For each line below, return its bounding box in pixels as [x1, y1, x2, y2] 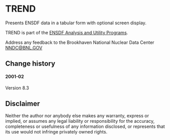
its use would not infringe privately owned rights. [5, 129, 108, 135]
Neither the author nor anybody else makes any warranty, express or [5, 113, 149, 119]
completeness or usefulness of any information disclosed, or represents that [5, 123, 165, 129]
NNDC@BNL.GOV [5, 44, 43, 51]
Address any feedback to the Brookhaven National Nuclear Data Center [5, 39, 155, 45]
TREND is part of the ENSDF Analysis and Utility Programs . [5, 29, 128, 35]
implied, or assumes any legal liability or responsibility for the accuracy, [5, 118, 155, 124]
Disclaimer [5, 99, 40, 108]
